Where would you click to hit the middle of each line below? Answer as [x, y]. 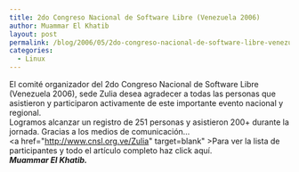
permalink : [29, 42]
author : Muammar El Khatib [59, 26]
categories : [31, 51]
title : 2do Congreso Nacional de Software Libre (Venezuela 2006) [135, 17]
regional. [25, 113]
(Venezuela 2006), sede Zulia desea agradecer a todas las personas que [142, 94]
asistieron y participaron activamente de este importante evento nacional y [146, 103]
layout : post [33, 34]
